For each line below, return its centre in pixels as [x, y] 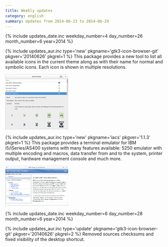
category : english [24, 16]
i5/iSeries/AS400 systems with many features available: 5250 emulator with [84, 148]
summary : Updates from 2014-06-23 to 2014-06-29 [57, 21]
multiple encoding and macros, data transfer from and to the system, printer [84, 154]
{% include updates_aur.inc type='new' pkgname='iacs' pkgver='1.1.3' [78, 138]
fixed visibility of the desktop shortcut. [45, 239]
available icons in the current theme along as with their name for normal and [84, 62]
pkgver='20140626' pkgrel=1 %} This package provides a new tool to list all [83, 56]
